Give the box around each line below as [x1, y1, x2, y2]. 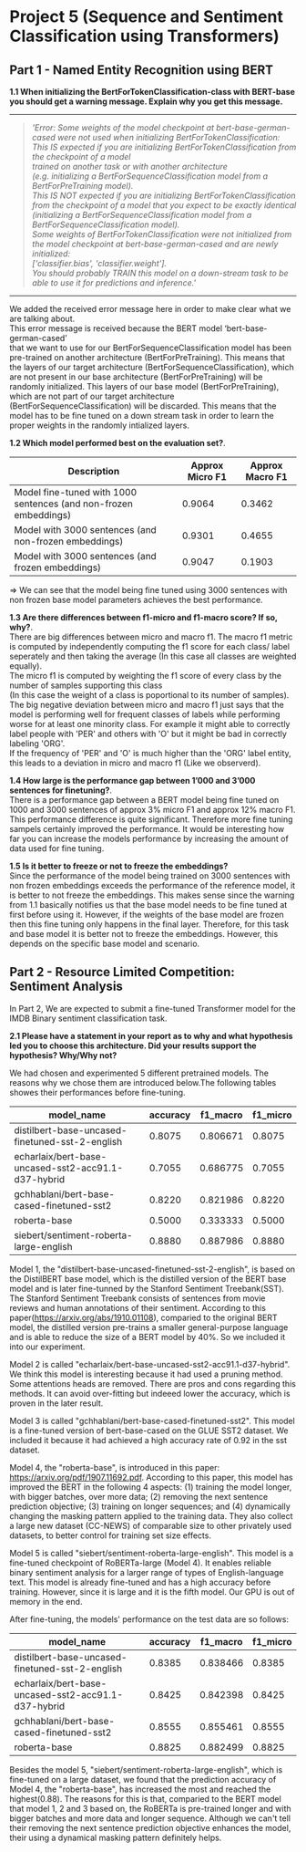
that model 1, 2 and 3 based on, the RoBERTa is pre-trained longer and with [9, 1803, 291, 1814]
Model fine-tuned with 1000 [14, 486, 138, 498]
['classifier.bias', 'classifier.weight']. [31, 258, 167, 268]
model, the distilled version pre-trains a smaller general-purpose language [9, 1321, 289, 1333]
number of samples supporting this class [9, 680, 163, 691]
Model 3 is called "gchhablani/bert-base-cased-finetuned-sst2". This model [9, 1415, 296, 1426]
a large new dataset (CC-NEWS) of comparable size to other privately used [9, 1520, 292, 1531]
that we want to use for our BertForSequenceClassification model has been [9, 342, 291, 353]
